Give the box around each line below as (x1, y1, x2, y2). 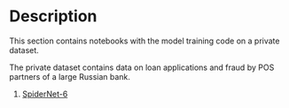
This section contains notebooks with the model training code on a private (9, 35, 280, 46)
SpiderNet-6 (21, 89, 68, 99)
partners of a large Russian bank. (9, 71, 131, 81)
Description (9, 6, 98, 27)
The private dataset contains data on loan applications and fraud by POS (9, 62, 275, 73)
